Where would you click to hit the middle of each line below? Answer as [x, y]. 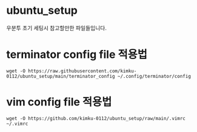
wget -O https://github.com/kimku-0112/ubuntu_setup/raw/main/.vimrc [96, 118]
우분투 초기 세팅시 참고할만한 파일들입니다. [57, 28]
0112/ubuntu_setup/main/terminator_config [61, 76]
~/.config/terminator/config [154, 76]
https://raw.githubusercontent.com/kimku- [82, 71]
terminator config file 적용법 [77, 55]
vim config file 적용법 [59, 102]
